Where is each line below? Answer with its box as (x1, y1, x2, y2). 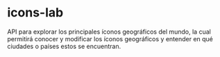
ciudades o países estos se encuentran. (7, 42, 121, 50)
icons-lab (7, 5, 64, 21)
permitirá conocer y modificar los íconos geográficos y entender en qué (7, 34, 214, 43)
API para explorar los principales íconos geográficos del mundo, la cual (7, 27, 212, 36)
